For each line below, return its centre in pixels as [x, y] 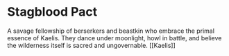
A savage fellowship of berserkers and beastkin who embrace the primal [111, 31]
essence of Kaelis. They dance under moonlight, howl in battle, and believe [114, 38]
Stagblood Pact [52, 12]
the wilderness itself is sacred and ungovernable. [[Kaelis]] [91, 45]
